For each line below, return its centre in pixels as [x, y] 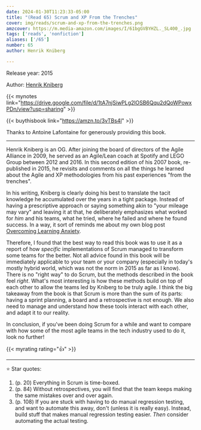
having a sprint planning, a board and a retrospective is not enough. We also [100, 299]
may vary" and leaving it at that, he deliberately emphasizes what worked [97, 212]
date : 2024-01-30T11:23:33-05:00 [48, 12]
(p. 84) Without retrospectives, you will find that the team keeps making [103, 389]
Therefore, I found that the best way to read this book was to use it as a [94, 243]
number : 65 [20, 46]
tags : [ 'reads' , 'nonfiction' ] [45, 34]
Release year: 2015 [30, 73]
